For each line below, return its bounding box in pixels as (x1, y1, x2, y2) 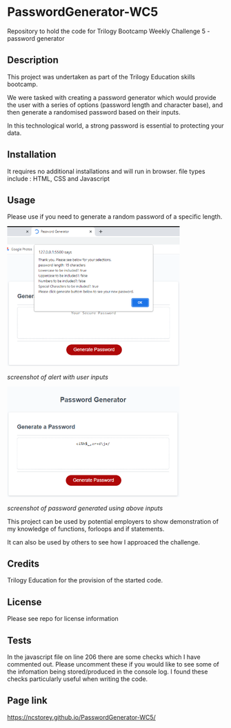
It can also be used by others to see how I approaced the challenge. (7, 538, 200, 546)
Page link (7, 695, 48, 707)
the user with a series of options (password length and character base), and (7, 101, 223, 109)
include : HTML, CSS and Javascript (7, 174, 110, 183)
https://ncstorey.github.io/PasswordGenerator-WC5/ (7, 713, 157, 721)
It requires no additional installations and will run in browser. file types (7, 167, 205, 175)
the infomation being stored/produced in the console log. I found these (7, 667, 208, 676)
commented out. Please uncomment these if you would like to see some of (7, 660, 219, 669)
